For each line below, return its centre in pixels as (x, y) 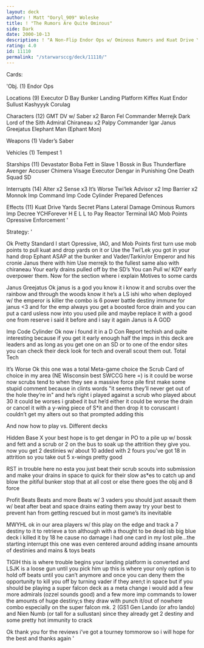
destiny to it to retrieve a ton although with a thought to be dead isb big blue (101, 531)
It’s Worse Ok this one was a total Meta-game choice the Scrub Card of (95, 369)
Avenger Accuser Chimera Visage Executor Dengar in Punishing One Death (100, 170)
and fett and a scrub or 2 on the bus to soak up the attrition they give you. (99, 444)
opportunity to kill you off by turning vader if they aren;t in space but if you (100, 581)
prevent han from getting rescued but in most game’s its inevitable (89, 513)
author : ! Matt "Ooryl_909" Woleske (53, 18)
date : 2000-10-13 (28, 35)
